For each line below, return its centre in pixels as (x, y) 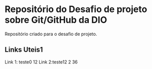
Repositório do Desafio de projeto (76, 9)
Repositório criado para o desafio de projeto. (51, 34)
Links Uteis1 (24, 50)
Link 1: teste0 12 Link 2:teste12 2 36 (41, 62)
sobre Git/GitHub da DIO (56, 20)
